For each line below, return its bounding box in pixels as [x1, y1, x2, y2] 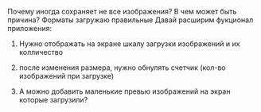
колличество [18, 48, 64, 56]
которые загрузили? [18, 95, 88, 104]
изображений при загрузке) [18, 71, 115, 80]
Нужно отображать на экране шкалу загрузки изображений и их [18, 39, 240, 48]
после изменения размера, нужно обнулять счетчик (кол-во [18, 63, 226, 72]
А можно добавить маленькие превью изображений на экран [18, 87, 231, 96]
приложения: [7, 24, 53, 33]
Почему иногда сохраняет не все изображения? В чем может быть [7, 7, 237, 16]
